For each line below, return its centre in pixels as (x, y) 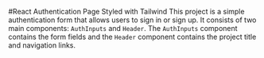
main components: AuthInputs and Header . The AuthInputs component (123, 28)
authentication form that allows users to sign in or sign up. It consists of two (132, 20)
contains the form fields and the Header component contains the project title (132, 37)
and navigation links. (42, 45)
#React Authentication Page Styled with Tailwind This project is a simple (126, 12)
